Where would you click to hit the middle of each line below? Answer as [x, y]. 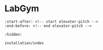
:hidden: [13, 34]
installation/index [24, 43]
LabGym [22, 9]
